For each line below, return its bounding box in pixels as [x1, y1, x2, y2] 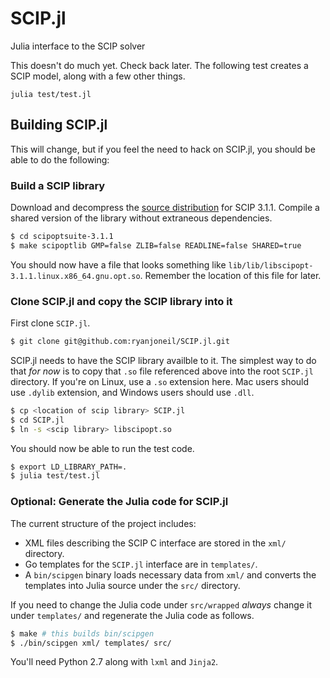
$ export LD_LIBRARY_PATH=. [10, 462, 128, 472]
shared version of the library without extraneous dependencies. [10, 212, 273, 224]
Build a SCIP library [10, 178, 106, 192]
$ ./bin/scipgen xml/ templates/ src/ [10, 638, 172, 648]
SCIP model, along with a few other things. [10, 70, 186, 82]
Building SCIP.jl [10, 117, 108, 134]
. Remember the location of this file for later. [139, 269, 322, 281]
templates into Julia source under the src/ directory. [24, 579, 241, 591]
